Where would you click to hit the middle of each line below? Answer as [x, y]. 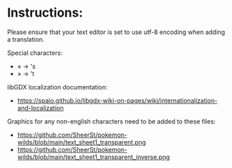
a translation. [26, 39]
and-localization [40, 108]
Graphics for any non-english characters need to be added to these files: [111, 121]
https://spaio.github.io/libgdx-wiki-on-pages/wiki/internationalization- [117, 100]
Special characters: [35, 53]
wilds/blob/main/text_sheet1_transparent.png [82, 142]
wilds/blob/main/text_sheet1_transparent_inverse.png [93, 157]
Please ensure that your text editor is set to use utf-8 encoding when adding [116, 32]
